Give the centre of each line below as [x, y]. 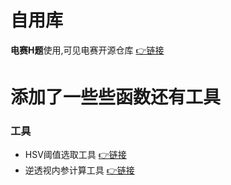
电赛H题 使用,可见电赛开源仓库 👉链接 [87, 50]
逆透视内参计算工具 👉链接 [79, 170]
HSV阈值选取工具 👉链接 [75, 155]
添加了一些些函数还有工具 [116, 97]
